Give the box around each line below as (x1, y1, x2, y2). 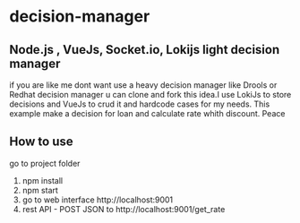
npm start (21, 184, 58, 195)
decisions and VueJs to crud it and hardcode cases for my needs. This (9, 99, 270, 109)
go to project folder (9, 158, 81, 168)
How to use (9, 134, 73, 150)
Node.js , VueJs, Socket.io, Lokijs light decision (9, 42, 280, 57)
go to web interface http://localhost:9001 (21, 194, 174, 205)
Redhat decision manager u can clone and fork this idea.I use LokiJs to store (9, 90, 292, 99)
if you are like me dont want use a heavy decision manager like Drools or (9, 80, 278, 90)
